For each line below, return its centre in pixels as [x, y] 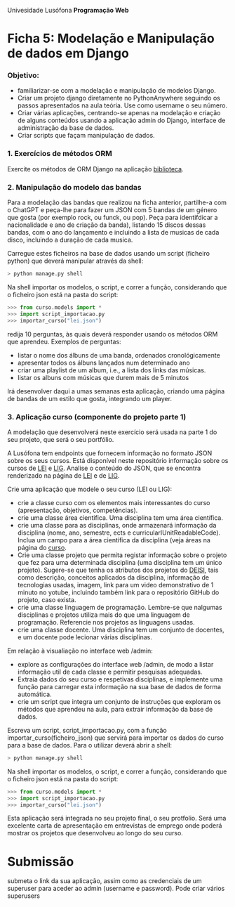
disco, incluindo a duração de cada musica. [70, 240]
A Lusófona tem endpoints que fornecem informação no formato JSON [110, 453]
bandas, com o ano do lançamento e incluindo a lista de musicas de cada [113, 233]
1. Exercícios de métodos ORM [60, 154]
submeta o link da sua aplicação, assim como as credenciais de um [105, 881]
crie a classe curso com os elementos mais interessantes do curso [114, 502]
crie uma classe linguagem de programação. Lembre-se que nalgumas [120, 607]
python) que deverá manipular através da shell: [75, 261]
